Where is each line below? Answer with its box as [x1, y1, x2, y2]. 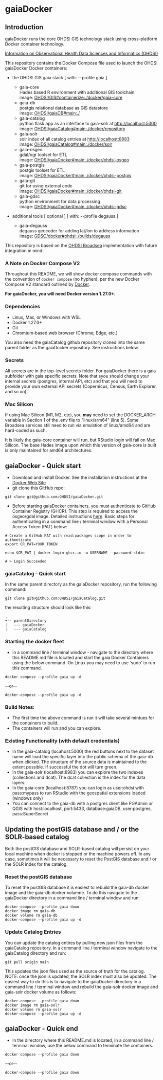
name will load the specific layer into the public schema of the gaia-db [12, 754, 153, 760]
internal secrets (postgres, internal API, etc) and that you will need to [5, 378, 143, 384]
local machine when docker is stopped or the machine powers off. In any [5, 851, 151, 856]
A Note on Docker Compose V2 [5, 260, 80, 267]
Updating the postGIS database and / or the [5, 825, 139, 833]
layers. [12, 780, 26, 786]
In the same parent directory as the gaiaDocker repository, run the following [5, 581, 157, 587]
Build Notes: [5, 703, 35, 710]
